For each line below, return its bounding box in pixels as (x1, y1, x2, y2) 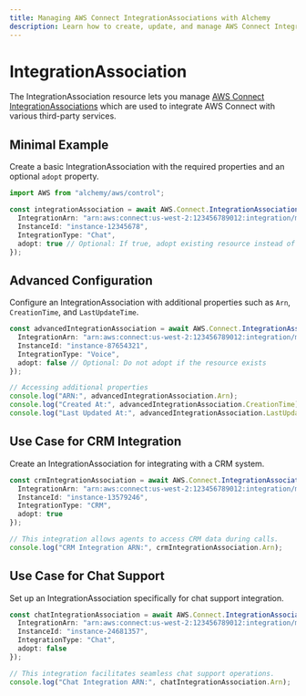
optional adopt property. (9, 171, 99, 182)
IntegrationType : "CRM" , (17, 501, 112, 511)
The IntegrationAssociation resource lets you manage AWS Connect (9, 91, 265, 102)
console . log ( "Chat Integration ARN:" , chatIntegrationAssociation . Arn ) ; (9, 677, 291, 687)
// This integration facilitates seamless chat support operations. (9, 669, 275, 678)
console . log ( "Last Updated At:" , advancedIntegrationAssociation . (9, 409, 267, 418)
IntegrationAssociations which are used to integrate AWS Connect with (9, 101, 276, 112)
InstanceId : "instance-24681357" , (17, 627, 148, 637)
